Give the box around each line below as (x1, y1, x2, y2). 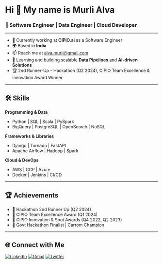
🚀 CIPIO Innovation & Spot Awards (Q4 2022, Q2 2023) (12, 217, 122, 223)
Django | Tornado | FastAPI (12, 143, 66, 149)
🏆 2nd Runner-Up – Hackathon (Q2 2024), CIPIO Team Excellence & (12, 68, 150, 73)
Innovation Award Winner (12, 75, 63, 81)
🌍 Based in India (12, 43, 47, 49)
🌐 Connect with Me (5, 241, 65, 249)
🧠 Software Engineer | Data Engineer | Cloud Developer (5, 22, 137, 29)
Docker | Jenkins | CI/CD (12, 172, 62, 178)
